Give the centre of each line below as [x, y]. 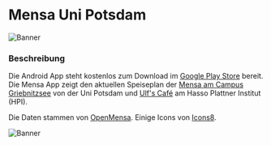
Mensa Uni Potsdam [77, 15]
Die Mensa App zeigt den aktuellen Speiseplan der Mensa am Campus [126, 85]
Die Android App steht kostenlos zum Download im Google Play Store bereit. [136, 76]
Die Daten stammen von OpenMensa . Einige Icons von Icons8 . [112, 117]
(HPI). [18, 102]
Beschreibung [37, 58]
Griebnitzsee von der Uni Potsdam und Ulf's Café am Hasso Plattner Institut [135, 93]
